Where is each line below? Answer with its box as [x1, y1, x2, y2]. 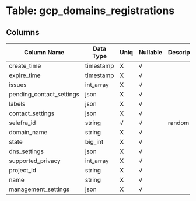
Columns [6, 27, 40, 37]
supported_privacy [9, 157, 61, 165]
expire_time [9, 71, 41, 79]
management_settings [9, 185, 70, 193]
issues [9, 81, 27, 89]
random [167, 119, 190, 127]
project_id [9, 167, 37, 174]
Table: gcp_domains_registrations [6, 4, 175, 18]
